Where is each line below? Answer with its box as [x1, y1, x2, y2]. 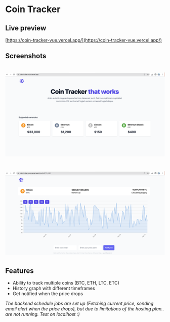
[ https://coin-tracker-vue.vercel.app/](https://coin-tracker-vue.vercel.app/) [5, 37, 162, 43]
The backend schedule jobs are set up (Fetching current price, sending [5, 300, 154, 307]
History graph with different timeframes [12, 285, 95, 292]
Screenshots [5, 52, 47, 60]
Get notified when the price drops [12, 291, 83, 297]
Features [5, 266, 34, 275]
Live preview [5, 24, 47, 32]
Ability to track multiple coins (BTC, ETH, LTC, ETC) [12, 280, 120, 286]
